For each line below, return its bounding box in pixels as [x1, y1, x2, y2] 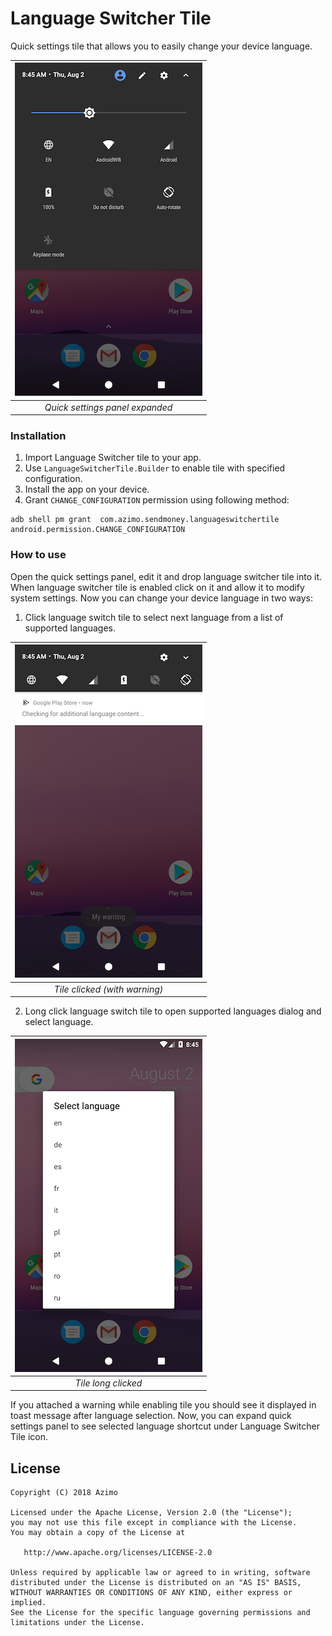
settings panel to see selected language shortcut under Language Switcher [10, 1420, 320, 1432]
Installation [10, 429, 67, 443]
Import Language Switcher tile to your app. [24, 452, 202, 464]
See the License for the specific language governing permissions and [10, 1608, 311, 1618]
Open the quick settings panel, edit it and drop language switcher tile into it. [10, 570, 322, 582]
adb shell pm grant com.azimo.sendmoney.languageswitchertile [10, 515, 280, 525]
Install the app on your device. [24, 483, 150, 496]
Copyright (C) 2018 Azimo [10, 1488, 118, 1498]
